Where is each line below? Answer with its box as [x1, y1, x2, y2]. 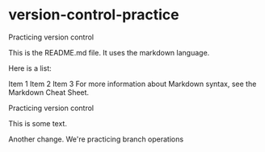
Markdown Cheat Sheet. [8, 87, 90, 97]
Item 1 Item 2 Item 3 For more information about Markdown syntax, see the [8, 79, 257, 88]
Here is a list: [8, 63, 53, 73]
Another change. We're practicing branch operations [8, 134, 184, 144]
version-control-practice [8, 6, 179, 24]
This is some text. [8, 118, 67, 128]
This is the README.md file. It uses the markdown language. [8, 47, 210, 57]
